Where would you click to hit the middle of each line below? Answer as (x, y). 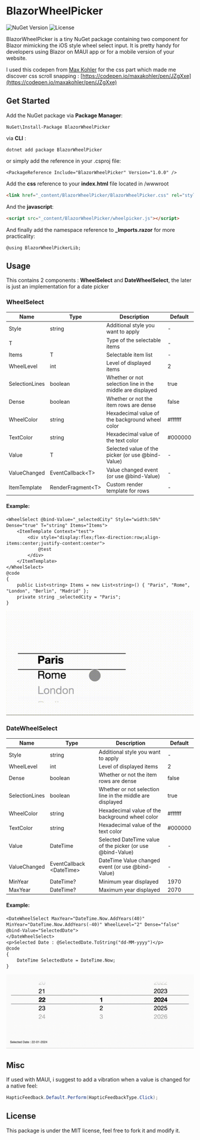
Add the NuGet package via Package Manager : (65, 115)
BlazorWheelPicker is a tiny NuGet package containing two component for (97, 39)
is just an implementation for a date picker (57, 287)
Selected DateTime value (129, 839)
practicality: (21, 236)
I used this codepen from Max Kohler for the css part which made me (91, 69)
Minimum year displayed (129, 881)
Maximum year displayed (129, 890)
